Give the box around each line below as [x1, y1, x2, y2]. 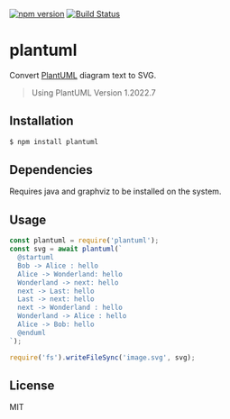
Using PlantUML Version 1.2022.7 [31, 87, 156, 98]
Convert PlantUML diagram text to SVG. [9, 69, 157, 80]
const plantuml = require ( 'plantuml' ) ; [9, 236, 160, 245]
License [9, 378, 55, 393]
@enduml [17, 328, 47, 337]
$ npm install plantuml [9, 137, 99, 146]
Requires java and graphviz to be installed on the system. [9, 186, 222, 197]
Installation [9, 114, 74, 129]
